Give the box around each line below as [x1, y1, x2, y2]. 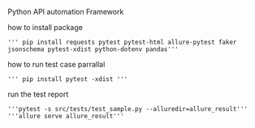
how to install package [7, 23, 83, 32]
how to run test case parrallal [7, 60, 106, 69]
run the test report [7, 89, 69, 99]
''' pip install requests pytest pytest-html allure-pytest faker [7, 38, 237, 46]
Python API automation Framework [7, 7, 124, 16]
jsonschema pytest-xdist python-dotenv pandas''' [7, 45, 179, 53]
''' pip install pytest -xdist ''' [7, 75, 128, 83]
